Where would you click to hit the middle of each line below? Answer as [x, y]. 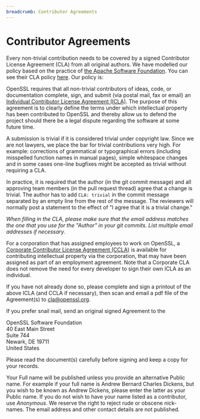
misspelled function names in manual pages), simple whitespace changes [97, 157]
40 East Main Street [30, 329]
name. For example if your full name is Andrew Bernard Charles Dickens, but [100, 384]
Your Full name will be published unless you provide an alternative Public [96, 377]
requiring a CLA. [26, 170]
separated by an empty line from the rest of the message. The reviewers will [100, 201]
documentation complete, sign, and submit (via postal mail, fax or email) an [99, 95]
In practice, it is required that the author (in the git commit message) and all [99, 182]
